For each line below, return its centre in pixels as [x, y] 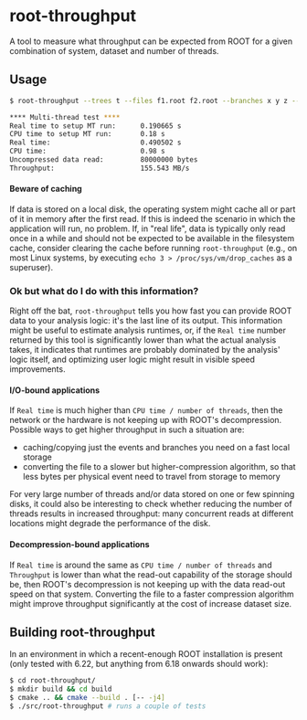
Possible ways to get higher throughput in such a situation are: [127, 429]
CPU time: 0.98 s [88, 152]
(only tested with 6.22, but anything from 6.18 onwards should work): [139, 664]
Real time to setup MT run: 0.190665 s [95, 126]
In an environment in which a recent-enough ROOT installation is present [146, 654]
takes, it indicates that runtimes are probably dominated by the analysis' [145, 350]
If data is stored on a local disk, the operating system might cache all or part [153, 209]
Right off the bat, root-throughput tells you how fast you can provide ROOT [151, 311]
